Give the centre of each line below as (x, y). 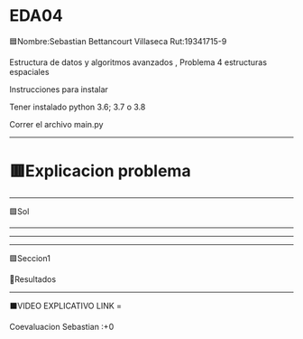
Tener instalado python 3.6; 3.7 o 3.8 (78, 107)
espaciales (29, 71)
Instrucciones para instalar (59, 89)
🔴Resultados (33, 279)
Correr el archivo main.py (56, 124)
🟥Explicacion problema (100, 171)
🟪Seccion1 (30, 258)
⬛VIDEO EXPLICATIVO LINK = (66, 306)
